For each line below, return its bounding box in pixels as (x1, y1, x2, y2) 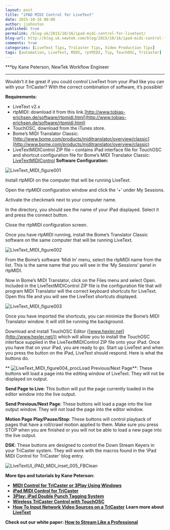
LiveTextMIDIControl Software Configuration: (12, 157, 108, 163)
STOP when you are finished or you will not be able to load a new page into (5, 427, 162, 433)
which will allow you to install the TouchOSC (58, 333, 150, 340)
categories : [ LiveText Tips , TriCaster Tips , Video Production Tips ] (5, 45, 155, 50)
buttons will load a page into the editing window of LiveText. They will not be (5, 370, 164, 376)
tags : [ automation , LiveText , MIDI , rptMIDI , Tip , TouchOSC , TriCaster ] (5, 50, 162, 55)
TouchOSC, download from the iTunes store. (12, 125, 105, 131)
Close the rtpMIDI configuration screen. (5, 222, 88, 228)
